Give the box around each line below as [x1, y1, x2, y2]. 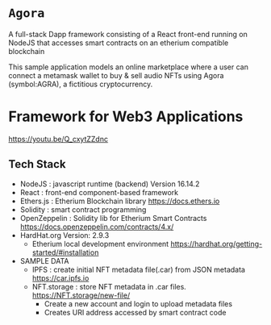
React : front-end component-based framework [19, 187, 179, 197]
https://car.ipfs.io [31, 273, 90, 283]
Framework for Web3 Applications [8, 107, 244, 126]
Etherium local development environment [31, 239, 169, 248]
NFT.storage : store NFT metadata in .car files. [31, 281, 187, 291]
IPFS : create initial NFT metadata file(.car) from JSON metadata [31, 265, 246, 274]
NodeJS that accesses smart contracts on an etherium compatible [8, 38, 229, 48]
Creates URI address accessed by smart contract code [44, 307, 227, 317]
